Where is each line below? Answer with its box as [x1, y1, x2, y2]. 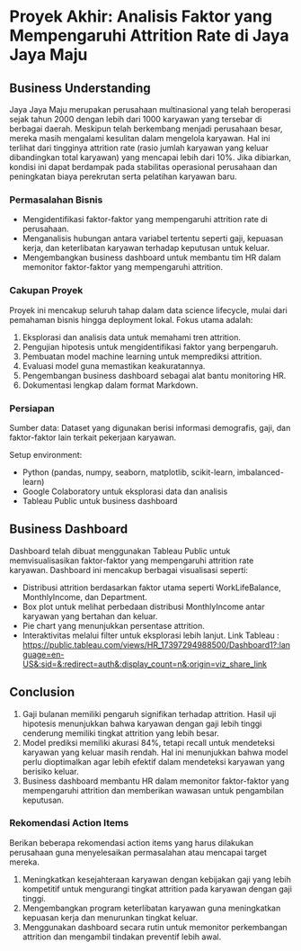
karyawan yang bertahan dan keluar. [22, 610, 158, 622]
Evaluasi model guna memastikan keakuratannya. [22, 360, 206, 371]
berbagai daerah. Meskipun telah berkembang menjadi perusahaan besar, [9, 123, 283, 134]
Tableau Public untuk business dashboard [22, 495, 178, 506]
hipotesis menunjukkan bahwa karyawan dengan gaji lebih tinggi [22, 718, 262, 729]
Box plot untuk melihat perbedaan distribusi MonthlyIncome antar [22, 601, 265, 612]
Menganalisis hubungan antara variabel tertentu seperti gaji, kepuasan [22, 233, 284, 244]
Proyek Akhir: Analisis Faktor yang [9, 6, 272, 27]
